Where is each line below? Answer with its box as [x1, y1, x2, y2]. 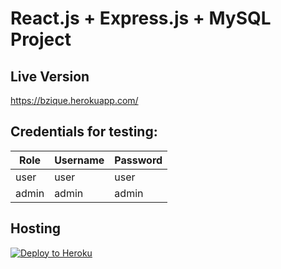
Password [114, 153, 163, 167]
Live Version [10, 68, 90, 85]
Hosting [10, 220, 62, 237]
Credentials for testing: [10, 123, 158, 141]
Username [54, 153, 105, 167]
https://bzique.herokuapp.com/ [10, 95, 139, 106]
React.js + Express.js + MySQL [10, 7, 272, 30]
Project [10, 28, 72, 51]
